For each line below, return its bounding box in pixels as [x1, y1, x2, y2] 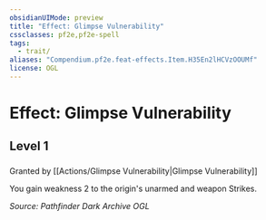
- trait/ [17, 47, 51, 56]
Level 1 [9, 139, 49, 154]
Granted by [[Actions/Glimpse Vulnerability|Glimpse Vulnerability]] [9, 166, 258, 177]
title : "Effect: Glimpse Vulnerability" [9, 22, 165, 31]
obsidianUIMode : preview [9, 13, 103, 23]
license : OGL [9, 64, 59, 73]
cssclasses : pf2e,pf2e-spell [9, 30, 120, 39]
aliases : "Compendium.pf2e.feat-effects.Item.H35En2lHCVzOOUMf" [9, 55, 258, 64]
